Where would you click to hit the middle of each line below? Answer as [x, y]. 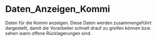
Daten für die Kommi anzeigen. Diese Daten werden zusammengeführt [78, 23]
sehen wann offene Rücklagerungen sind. [48, 33]
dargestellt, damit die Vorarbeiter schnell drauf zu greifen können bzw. [78, 28]
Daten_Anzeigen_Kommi [58, 9]
